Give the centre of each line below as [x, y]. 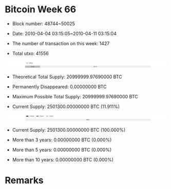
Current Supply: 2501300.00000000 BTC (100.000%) [69, 130]
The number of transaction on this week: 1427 [61, 43]
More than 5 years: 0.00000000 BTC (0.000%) [62, 150]
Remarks [24, 181]
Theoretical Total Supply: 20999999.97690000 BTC [67, 77]
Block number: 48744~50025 [44, 24]
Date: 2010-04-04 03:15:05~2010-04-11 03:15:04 [64, 33]
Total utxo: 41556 [31, 53]
